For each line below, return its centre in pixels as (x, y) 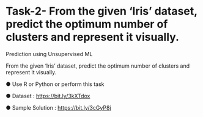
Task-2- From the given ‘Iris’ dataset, (102, 11)
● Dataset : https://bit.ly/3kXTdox (48, 96)
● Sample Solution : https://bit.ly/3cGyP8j (58, 107)
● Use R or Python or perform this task (55, 84)
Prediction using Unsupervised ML (49, 54)
